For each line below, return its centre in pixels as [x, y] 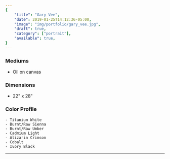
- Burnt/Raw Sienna [26, 124]
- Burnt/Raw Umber [25, 129]
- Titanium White [24, 120]
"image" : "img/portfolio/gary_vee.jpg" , [57, 24]
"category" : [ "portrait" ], [43, 34]
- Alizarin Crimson [26, 138]
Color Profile [21, 109]
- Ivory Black [20, 146]
